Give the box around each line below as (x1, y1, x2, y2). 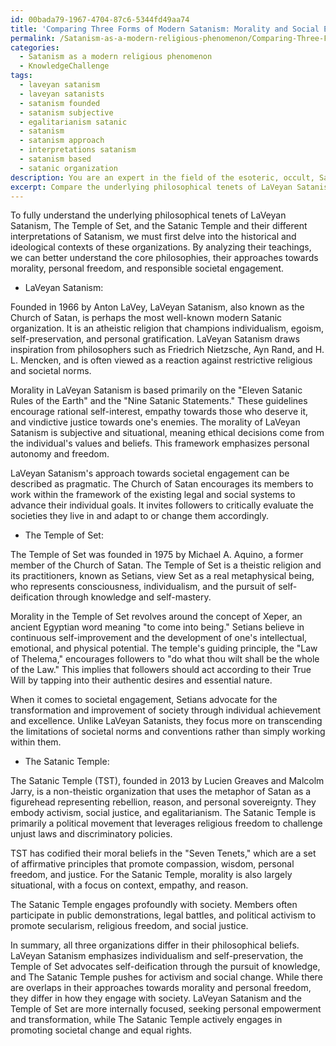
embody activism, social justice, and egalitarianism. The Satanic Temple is (10, 807, 317, 819)
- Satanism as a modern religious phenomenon (19, 52, 213, 62)
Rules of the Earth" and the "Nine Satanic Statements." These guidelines (10, 395, 308, 407)
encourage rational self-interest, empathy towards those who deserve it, (10, 406, 309, 418)
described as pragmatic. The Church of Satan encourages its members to (10, 478, 314, 490)
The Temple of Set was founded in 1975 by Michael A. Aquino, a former (10, 549, 304, 561)
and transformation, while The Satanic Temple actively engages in (10, 1014, 283, 1026)
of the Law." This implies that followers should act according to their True (10, 664, 312, 676)
